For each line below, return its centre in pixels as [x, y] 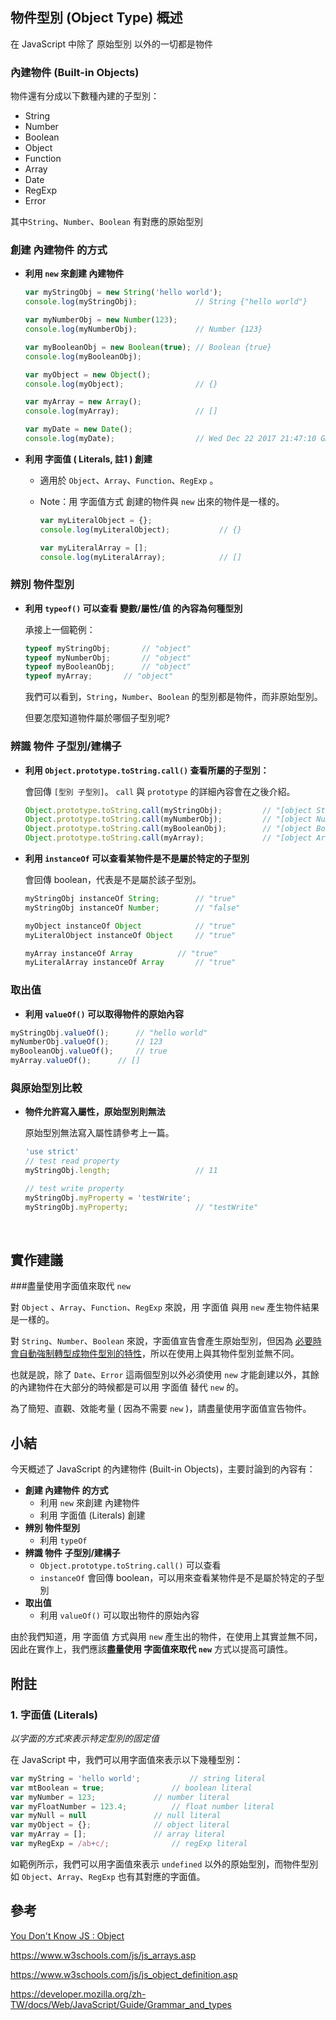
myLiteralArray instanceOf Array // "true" [130, 963]
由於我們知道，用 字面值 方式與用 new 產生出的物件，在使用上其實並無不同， [166, 1637]
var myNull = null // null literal [116, 1816]
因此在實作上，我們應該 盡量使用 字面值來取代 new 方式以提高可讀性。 [152, 1649]
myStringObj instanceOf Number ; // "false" [132, 908]
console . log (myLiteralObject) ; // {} [140, 529]
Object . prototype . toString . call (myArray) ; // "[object [168, 838]
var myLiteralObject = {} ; [96, 520]
